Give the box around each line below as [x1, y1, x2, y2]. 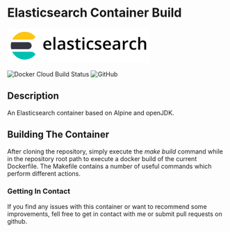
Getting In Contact [7, 186, 71, 196]
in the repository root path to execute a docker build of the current [7, 154, 197, 163]
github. [7, 217, 28, 225]
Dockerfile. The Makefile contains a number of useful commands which [7, 162, 212, 170]
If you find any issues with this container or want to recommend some [7, 202, 207, 210]
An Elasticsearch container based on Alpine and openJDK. [7, 108, 175, 117]
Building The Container [7, 129, 110, 140]
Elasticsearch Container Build [7, 5, 182, 21]
